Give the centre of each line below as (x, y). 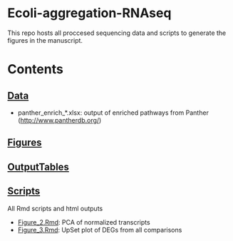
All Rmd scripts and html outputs (55, 208)
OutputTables (38, 166)
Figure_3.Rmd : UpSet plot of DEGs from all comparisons (100, 230)
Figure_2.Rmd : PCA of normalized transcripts (84, 222)
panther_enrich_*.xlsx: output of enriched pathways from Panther (113, 113)
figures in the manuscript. (45, 40)
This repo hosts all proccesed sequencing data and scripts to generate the (117, 33)
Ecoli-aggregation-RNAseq (89, 13)
